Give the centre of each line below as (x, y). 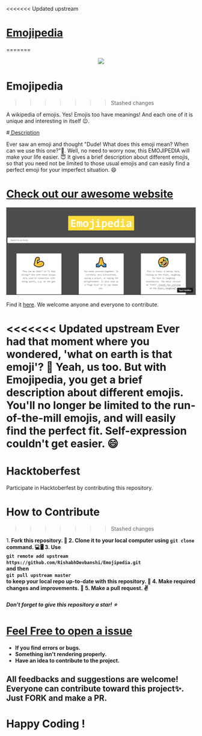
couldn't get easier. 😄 (62, 444)
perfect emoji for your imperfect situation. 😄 (62, 169)
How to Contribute (53, 512)
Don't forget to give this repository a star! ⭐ (62, 604)
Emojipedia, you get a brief (75, 380)
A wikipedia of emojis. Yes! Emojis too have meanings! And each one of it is (100, 114)
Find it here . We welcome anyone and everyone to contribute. (83, 305)
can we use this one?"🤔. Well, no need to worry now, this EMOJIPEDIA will (98, 150)
